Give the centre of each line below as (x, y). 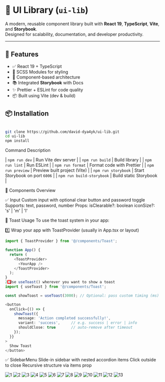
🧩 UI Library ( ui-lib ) (47, 10)
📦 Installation (27, 114)
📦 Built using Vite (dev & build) (44, 95)
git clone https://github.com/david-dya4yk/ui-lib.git (62, 132)
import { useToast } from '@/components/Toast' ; (56, 287)
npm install (17, 141)
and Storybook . (21, 29)
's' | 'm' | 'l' (16, 211)
